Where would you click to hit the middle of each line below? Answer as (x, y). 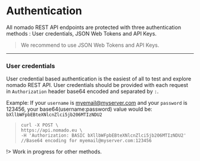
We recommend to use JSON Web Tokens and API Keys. (90, 45)
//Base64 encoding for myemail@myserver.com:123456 (86, 141)
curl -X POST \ (40, 125)
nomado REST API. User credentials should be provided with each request (97, 85)
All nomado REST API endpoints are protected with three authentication (94, 27)
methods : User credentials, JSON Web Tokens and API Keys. (81, 33)
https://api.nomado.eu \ (51, 131)
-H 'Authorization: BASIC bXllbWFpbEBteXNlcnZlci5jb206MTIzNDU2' (103, 136)
